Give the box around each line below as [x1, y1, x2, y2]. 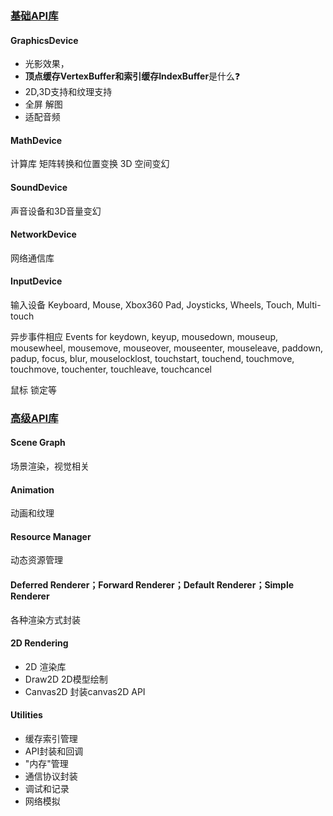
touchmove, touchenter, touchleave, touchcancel [10, 363, 212, 375]
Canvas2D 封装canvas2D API [24, 685, 146, 697]
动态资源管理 [10, 554, 63, 566]
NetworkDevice [10, 228, 77, 241]
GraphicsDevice [10, 34, 79, 46]
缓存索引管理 [24, 733, 78, 745]
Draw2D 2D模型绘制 [24, 673, 108, 685]
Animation [10, 483, 55, 496]
